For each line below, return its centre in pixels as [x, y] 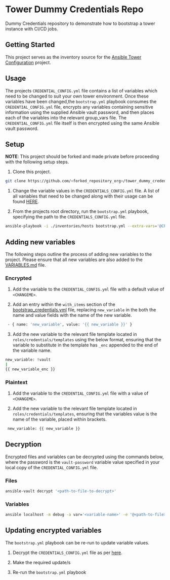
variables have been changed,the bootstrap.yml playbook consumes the [81, 101]
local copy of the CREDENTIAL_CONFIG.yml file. [52, 467]
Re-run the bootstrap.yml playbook [49, 572]
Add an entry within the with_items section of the [64, 304]
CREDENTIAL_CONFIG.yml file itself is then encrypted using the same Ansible [82, 123]
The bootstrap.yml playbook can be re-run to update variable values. [77, 542]
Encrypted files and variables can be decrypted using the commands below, [84, 457]
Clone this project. [32, 172]
